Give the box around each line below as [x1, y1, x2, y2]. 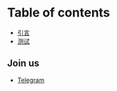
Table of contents [7, 5, 111, 21]
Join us [7, 57, 39, 70]
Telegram [17, 76, 45, 84]
